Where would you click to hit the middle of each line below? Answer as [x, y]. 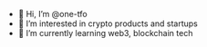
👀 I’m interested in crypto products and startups [108, 23]
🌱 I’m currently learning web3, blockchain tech [105, 33]
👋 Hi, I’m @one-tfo [53, 14]
